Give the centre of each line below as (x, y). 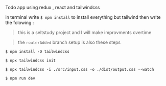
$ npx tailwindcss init (31, 61)
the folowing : (20, 23)
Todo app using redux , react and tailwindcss (53, 7)
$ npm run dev (20, 78)
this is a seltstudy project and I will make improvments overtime (85, 32)
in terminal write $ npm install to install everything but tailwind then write (83, 17)
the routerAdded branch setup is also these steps (69, 42)
